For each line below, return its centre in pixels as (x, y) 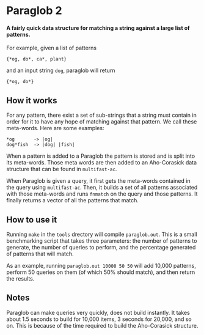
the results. (20, 279)
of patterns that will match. (40, 254)
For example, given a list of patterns (51, 48)
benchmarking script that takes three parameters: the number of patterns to (102, 241)
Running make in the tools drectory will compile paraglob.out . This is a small (102, 234)
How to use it (32, 220)
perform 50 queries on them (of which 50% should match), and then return (101, 272)
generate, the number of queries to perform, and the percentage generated (101, 248)
